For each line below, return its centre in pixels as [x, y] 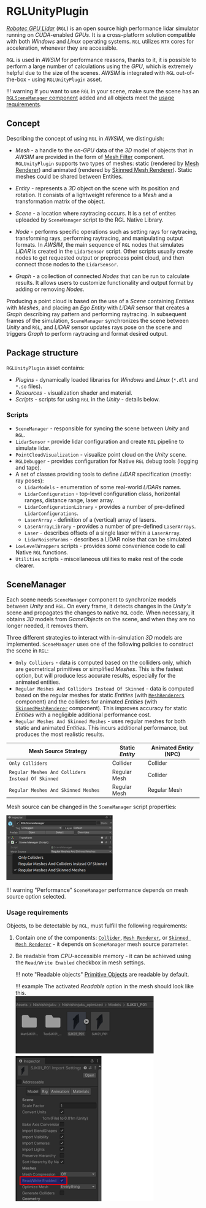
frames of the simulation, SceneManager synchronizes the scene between [97, 320]
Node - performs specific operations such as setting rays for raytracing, [106, 231]
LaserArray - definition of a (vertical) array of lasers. [90, 519]
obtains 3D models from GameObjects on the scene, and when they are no [101, 619]
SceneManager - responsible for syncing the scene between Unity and [102, 428]
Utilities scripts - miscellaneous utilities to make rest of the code [99, 559]
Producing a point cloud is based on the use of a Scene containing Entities [100, 301]
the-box [16, 79]
